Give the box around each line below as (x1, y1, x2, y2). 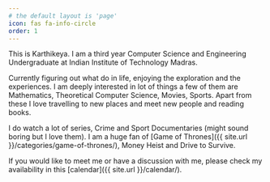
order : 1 (8, 27, 38, 35)
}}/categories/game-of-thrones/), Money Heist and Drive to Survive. (8, 141, 236, 150)
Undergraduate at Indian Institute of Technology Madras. (8, 57, 199, 67)
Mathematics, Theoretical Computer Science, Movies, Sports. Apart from (8, 91, 252, 100)
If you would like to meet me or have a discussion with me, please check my (8, 156, 263, 166)
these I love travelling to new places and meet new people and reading (8, 99, 245, 109)
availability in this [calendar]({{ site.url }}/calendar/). (8, 165, 182, 175)
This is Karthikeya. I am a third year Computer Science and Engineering (8, 49, 246, 59)
